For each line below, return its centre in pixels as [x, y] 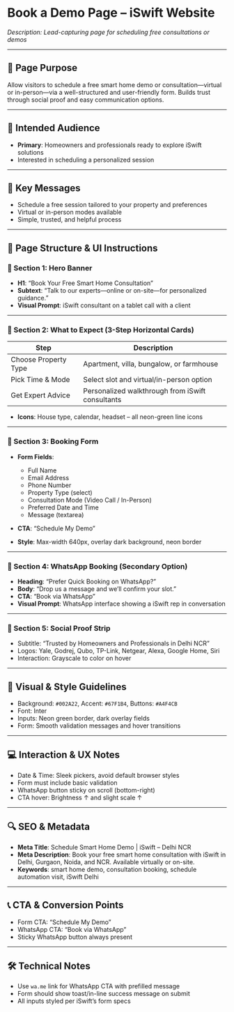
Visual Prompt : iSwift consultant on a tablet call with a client [104, 305]
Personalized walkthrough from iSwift [145, 391]
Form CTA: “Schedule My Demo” [64, 922]
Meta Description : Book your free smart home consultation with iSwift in [122, 854]
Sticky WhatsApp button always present [75, 937]
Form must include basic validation [67, 783]
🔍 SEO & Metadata [49, 827]
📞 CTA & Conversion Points [65, 905]
